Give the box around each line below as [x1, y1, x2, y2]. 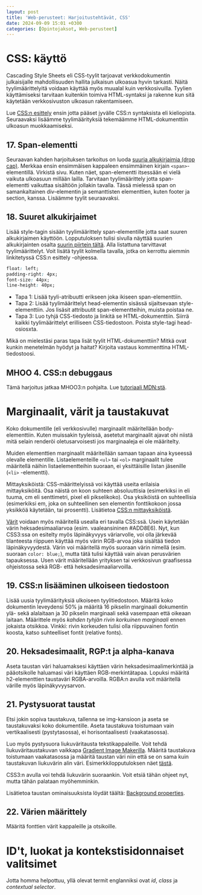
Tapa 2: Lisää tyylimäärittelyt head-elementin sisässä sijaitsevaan [14, 300, 178, 307]
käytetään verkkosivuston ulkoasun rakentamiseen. [6, 97, 134, 105]
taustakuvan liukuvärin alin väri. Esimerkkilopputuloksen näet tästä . [6, 759, 173, 767]
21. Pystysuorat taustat [6, 699, 95, 710]
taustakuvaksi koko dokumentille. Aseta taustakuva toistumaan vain [6, 722, 174, 729]
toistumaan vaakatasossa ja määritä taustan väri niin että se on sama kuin [6, 753, 189, 760]
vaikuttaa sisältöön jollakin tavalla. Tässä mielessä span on [30, 182, 176, 188]
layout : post [6, 8, 39, 15]
